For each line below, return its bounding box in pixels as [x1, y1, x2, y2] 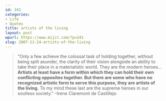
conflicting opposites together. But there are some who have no [17, 74, 152, 80]
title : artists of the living [5, 26, 68, 31]
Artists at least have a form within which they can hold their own [17, 69, 154, 75]
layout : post [5, 30, 32, 35]
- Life [5, 16, 19, 21]
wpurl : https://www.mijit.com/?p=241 [5, 35, 84, 40]
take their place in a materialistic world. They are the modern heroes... [17, 64, 162, 70]
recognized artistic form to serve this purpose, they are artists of [17, 80, 155, 86]
